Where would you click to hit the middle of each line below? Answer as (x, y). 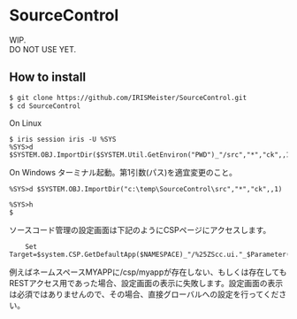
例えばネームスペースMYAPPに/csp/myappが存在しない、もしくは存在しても (148, 272)
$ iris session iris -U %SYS (63, 139)
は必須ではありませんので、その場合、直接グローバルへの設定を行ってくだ (144, 294)
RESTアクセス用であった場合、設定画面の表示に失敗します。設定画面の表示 (146, 283)
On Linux (26, 123)
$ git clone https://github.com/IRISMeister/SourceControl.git (128, 97)
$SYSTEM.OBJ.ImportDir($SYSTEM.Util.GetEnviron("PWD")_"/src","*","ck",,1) (152, 155)
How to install (48, 78)
